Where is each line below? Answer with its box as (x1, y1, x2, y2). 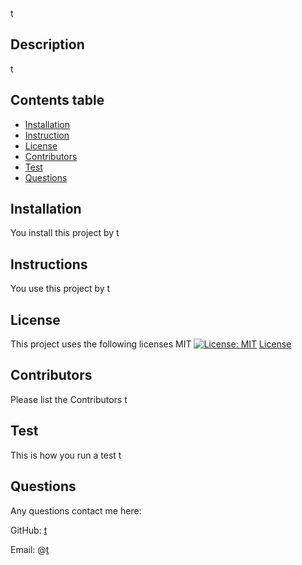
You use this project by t (10, 283, 111, 295)
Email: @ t (10, 543, 50, 555)
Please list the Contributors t (10, 393, 128, 405)
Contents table (10, 92, 105, 109)
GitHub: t (10, 524, 48, 536)
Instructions (10, 256, 88, 273)
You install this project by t (10, 227, 120, 239)
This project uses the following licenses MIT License (10, 338, 292, 350)
